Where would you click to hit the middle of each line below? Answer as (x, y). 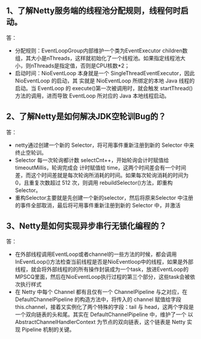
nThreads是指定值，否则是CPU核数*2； (80, 66)
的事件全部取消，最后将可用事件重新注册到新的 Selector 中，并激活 (98, 205)
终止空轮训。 (31, 152)
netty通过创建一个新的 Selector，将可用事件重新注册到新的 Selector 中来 (104, 145)
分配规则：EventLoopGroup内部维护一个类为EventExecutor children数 (101, 51)
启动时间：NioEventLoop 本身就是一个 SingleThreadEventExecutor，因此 (105, 73)
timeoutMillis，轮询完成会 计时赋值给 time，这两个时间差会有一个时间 (100, 167)
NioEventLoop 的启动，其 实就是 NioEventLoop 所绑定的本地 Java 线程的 (105, 81)
